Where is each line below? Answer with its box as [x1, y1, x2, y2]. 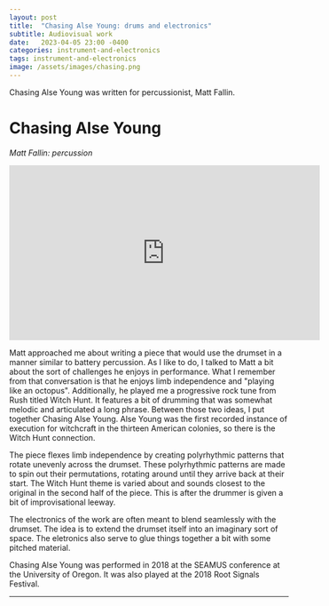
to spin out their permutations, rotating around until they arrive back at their [9, 468, 285, 479]
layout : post [9, 12, 58, 22]
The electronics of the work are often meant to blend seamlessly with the [9, 514, 277, 524]
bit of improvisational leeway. [9, 497, 116, 507]
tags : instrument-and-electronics [9, 54, 137, 63]
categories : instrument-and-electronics [9, 46, 161, 55]
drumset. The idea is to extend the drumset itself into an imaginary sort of [9, 523, 278, 534]
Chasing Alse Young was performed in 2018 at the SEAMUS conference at [9, 559, 281, 570]
